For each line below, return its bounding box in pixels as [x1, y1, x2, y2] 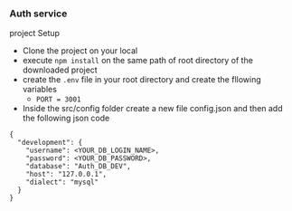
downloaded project [22, 64, 98, 75]
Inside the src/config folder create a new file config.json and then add [22, 103, 283, 114]
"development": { [17, 139, 83, 148]
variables [22, 84, 57, 95]
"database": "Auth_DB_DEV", [25, 162, 131, 171]
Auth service [9, 7, 68, 20]
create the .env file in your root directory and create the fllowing [22, 74, 262, 85]
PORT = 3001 [35, 95, 81, 104]
